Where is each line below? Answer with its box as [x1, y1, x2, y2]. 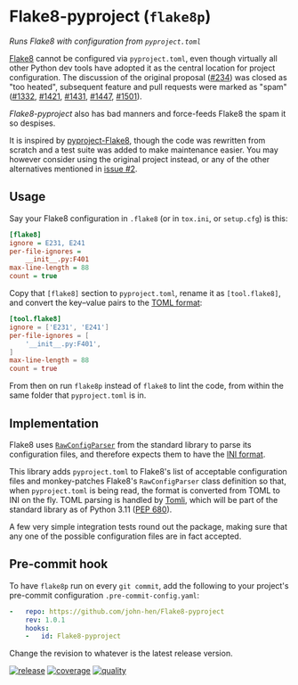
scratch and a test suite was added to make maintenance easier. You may [9, 144, 278, 155]
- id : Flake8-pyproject [25, 631, 122, 641]
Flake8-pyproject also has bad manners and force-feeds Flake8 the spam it [9, 108, 286, 119]
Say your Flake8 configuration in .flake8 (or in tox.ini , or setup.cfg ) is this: [9, 212, 288, 224]
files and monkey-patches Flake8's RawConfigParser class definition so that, [9, 475, 286, 486]
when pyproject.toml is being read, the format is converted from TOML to [9, 484, 280, 496]
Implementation [9, 416, 100, 431]
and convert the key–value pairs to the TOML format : [9, 297, 203, 308]
